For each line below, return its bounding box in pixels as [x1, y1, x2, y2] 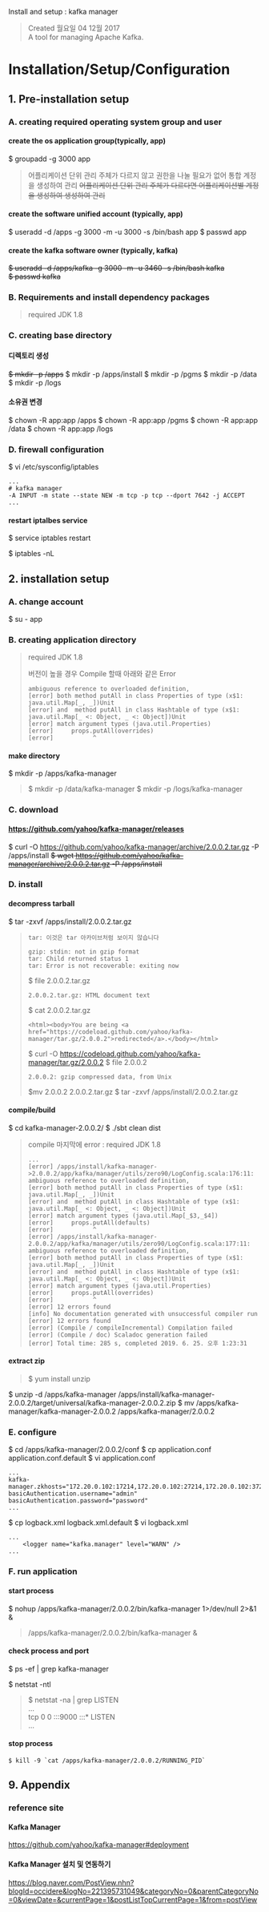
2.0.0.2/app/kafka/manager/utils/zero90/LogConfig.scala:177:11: [27, 1240, 251, 1248]
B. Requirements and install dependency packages [8, 292, 211, 303]
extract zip [8, 1356, 46, 1365]
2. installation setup [8, 572, 110, 586]
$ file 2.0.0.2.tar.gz [27, 975, 90, 985]
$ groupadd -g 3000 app [8, 154, 90, 163]
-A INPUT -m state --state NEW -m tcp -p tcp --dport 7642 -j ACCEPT [8, 492, 246, 500]
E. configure [8, 1426, 58, 1438]
